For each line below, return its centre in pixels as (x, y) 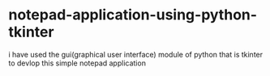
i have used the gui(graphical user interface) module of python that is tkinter (136, 54)
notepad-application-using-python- (133, 15)
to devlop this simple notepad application (77, 63)
